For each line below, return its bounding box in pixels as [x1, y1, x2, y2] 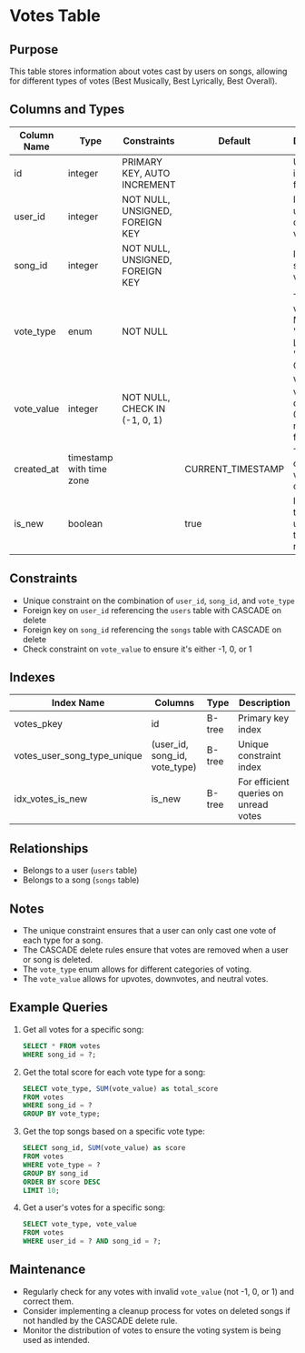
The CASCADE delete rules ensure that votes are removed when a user [22, 944, 289, 955]
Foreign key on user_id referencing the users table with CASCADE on [22, 604, 282, 615]
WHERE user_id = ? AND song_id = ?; [22, 1237, 162, 1247]
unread [237, 798, 269, 811]
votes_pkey [14, 718, 64, 731]
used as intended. [22, 1334, 91, 1345]
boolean [67, 517, 103, 530]
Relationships [9, 841, 89, 856]
